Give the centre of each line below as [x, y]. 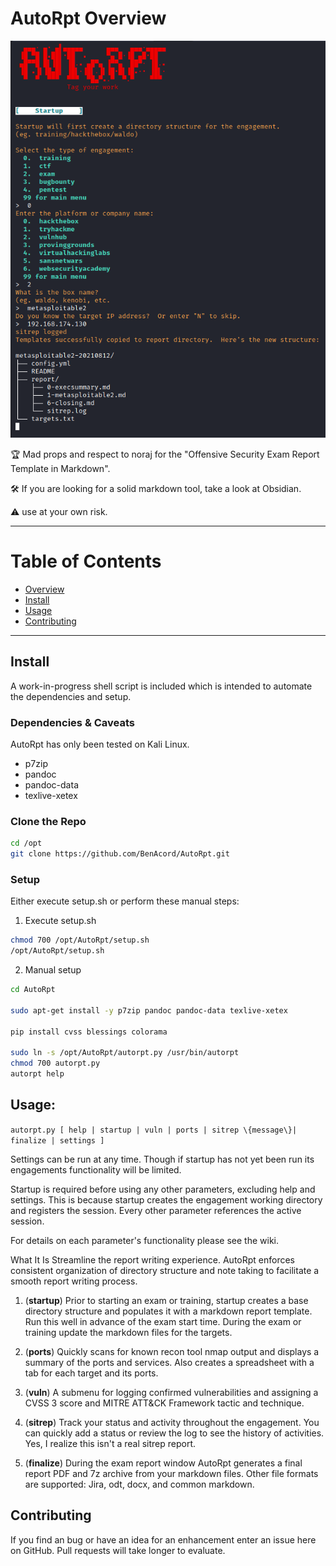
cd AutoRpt [33, 990]
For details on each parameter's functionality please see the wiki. [145, 1240]
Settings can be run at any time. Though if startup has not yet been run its [162, 1159]
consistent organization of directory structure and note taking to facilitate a [165, 1270]
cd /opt [26, 843]
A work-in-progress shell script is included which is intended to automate [161, 686]
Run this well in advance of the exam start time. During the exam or [163, 1321]
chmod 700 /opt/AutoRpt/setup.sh [80, 940]
